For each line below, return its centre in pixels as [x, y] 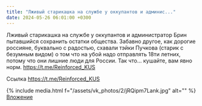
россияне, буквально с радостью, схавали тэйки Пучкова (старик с [95, 48]
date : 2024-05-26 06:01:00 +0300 [49, 18]
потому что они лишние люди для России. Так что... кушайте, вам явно [99, 61]
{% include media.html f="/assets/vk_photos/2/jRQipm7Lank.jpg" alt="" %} [101, 90]
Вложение [20, 97]
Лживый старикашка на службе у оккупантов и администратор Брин [97, 35]
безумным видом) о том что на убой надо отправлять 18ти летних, [94, 54]
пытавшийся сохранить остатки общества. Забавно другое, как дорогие [101, 41]
